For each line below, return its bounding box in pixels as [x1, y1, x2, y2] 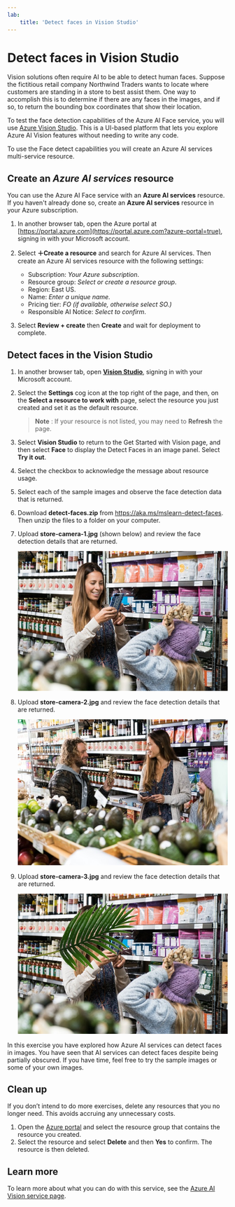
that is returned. [17, 495, 64, 504]
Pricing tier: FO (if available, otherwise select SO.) [27, 300, 172, 308]
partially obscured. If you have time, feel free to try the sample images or [7, 1056, 218, 1064]
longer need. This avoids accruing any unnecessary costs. [7, 1110, 176, 1118]
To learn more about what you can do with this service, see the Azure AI [7, 1185, 215, 1193]
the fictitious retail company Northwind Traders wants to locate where [7, 81, 209, 89]
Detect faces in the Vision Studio [7, 349, 153, 361]
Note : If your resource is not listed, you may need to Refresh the [34, 417, 223, 425]
